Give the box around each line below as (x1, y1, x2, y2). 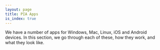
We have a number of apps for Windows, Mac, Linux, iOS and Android (5, 30, 147, 35)
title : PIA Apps (5, 12, 38, 17)
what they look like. (5, 40, 44, 46)
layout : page (5, 7, 32, 12)
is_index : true (5, 16, 36, 21)
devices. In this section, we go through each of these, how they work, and (5, 34, 155, 40)
